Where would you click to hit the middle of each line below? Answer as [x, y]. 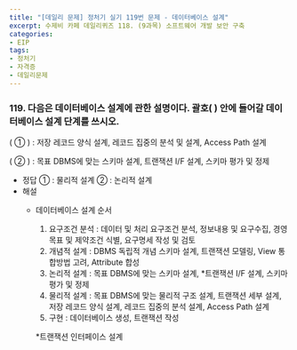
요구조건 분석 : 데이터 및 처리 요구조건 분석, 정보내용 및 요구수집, [160, 229]
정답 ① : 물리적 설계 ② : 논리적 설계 [87, 180]
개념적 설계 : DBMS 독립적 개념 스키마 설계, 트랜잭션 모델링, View [162, 251]
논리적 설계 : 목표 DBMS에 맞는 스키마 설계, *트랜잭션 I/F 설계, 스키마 [168, 274]
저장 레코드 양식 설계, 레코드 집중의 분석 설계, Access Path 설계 [159, 306]
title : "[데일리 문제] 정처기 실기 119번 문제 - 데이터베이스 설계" [119, 17]
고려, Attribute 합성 [106, 262]
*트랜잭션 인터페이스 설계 [79, 337]
